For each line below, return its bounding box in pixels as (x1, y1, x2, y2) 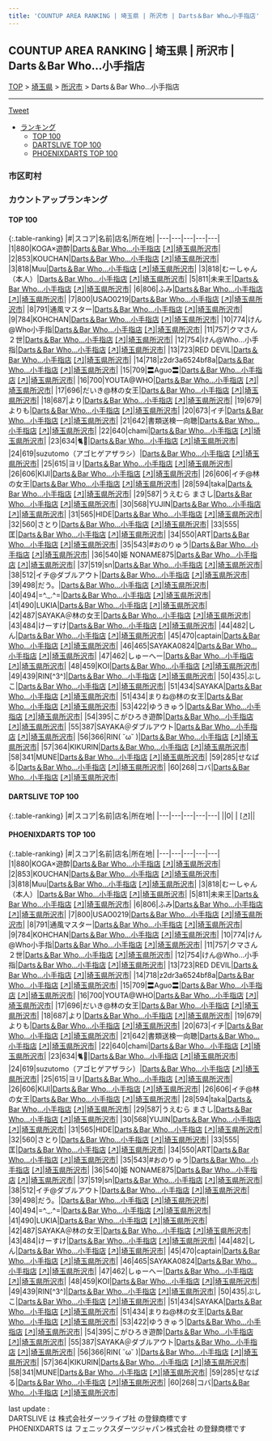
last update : (8, 1404, 50, 1413)
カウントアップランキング (8, 194, 108, 206)
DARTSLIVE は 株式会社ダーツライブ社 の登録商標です (8, 1413, 188, 1423)
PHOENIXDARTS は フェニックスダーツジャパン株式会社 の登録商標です (8, 1423, 247, 1433)
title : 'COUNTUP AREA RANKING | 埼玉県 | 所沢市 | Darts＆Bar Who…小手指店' (8, 11, 260, 20)
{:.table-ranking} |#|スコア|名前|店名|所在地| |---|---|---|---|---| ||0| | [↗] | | (8, 810, 256, 820)
